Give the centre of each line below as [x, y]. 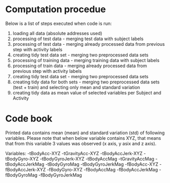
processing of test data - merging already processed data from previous [89, 44]
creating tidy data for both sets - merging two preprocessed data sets [86, 82]
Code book [29, 119]
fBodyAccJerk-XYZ [26, 169]
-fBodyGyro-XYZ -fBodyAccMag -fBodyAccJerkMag [102, 169]
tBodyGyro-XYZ [22, 159]
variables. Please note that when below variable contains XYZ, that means [83, 138]
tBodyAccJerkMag [25, 164]
